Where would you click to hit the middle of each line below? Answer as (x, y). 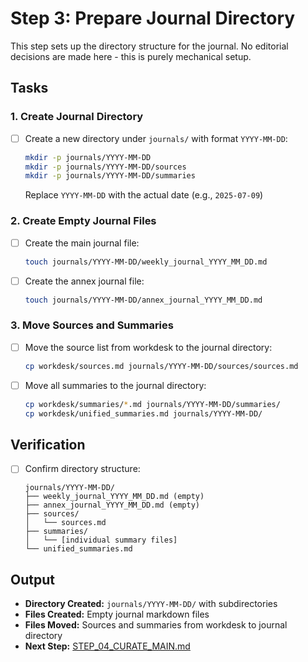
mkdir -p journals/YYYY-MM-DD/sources (105, 167)
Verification (48, 444)
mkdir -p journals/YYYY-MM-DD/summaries (110, 176)
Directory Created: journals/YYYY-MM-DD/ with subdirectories (151, 604)
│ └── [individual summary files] (101, 540)
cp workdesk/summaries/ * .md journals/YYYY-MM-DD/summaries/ (152, 404)
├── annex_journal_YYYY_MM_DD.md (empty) (112, 505)
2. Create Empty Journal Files (83, 221)
